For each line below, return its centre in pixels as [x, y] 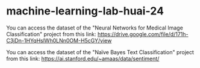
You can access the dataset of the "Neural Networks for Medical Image [95, 28]
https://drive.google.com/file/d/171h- [143, 34]
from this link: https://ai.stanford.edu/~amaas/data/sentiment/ [83, 58]
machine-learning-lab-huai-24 [85, 11]
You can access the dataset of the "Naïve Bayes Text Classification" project [100, 52]
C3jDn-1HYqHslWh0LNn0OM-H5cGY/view [59, 40]
